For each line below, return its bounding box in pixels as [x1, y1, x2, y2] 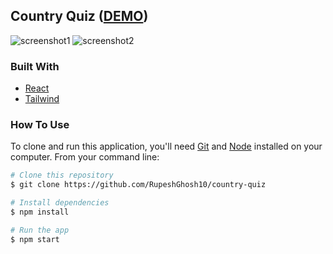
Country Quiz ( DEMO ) [10, 8, 149, 25]
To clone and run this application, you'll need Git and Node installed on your [10, 140, 323, 153]
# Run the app [10, 225, 70, 235]
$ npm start [10, 234, 60, 244]
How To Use [10, 118, 70, 132]
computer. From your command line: [10, 151, 160, 163]
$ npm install [10, 207, 70, 218]
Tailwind [24, 93, 60, 105]
